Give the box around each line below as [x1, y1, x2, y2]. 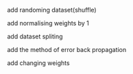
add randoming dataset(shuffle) [7, 6, 97, 14]
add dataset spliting [7, 32, 63, 40]
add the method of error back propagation [7, 46, 127, 53]
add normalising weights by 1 [7, 19, 89, 27]
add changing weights [7, 59, 70, 67]
